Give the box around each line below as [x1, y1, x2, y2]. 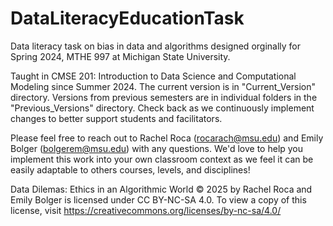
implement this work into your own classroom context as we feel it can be [10, 153, 314, 165]
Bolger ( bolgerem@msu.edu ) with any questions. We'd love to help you [10, 142, 304, 154]
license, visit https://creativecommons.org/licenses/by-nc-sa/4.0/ [10, 204, 282, 216]
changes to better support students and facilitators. [10, 112, 223, 124]
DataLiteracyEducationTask [10, 7, 245, 30]
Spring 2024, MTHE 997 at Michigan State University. [10, 50, 231, 62]
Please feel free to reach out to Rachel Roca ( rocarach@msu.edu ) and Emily [10, 132, 324, 144]
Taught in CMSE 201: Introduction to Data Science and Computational [10, 70, 297, 82]
